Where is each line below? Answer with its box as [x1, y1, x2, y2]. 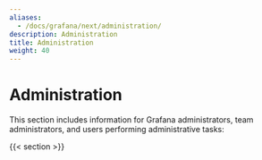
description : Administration [9, 29, 118, 38]
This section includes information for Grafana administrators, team [9, 114, 254, 125]
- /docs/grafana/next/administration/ [17, 21, 163, 30]
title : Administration [9, 38, 94, 47]
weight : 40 [9, 46, 50, 55]
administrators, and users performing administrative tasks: [9, 124, 225, 135]
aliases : [9, 13, 42, 22]
